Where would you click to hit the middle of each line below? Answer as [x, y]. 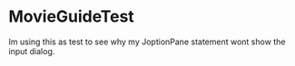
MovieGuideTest [72, 17]
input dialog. [32, 51]
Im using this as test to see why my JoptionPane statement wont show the [147, 42]
